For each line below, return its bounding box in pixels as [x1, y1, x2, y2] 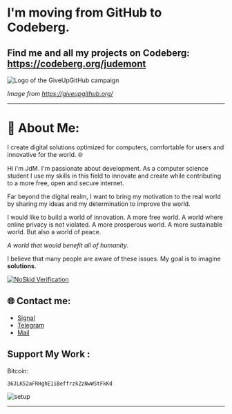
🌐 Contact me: [7, 295, 71, 307]
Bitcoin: [7, 366, 29, 375]
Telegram [17, 321, 45, 329]
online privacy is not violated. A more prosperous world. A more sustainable [7, 220, 223, 229]
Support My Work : [7, 348, 90, 360]
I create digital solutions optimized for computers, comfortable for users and [7, 143, 224, 151]
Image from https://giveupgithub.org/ [7, 90, 113, 97]
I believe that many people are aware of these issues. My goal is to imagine [7, 254, 221, 263]
